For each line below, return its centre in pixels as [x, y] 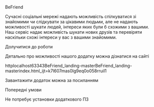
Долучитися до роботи [29, 47]
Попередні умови [23, 90]
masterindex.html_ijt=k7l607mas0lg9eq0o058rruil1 [56, 71]
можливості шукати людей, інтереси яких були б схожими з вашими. [77, 27]
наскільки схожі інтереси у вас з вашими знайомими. [61, 37]
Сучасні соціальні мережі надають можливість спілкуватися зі [71, 16]
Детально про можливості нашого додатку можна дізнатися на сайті [77, 56]
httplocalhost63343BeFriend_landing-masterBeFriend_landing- [69, 66]
